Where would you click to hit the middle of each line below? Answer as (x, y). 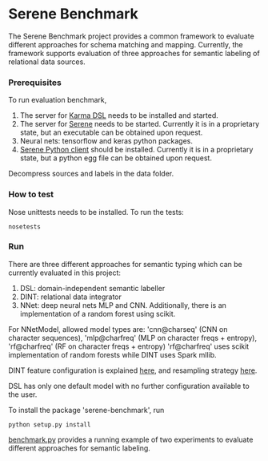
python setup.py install (50, 425)
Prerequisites (35, 83)
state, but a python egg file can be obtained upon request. (116, 158)
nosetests (25, 226)
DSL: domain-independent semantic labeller (92, 288)
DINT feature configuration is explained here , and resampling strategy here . (133, 370)
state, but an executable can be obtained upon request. (111, 132)
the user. (23, 394)
